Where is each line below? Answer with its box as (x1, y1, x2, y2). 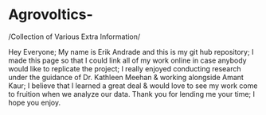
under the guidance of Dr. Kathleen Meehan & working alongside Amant (8, 72, 244, 82)
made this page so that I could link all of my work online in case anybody (8, 56, 247, 65)
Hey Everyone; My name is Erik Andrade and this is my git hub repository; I (8, 47, 254, 56)
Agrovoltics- (8, 6, 93, 24)
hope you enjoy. (8, 98, 61, 107)
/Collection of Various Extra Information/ (8, 32, 141, 41)
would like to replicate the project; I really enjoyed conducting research (8, 63, 241, 73)
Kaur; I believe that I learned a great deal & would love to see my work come (8, 81, 258, 90)
